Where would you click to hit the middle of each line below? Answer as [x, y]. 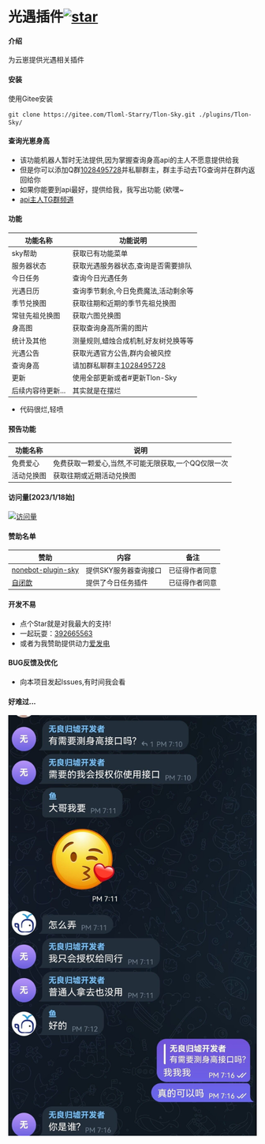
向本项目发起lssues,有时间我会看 [73, 682]
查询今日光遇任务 [100, 278]
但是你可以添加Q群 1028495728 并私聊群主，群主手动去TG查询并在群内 [134, 169]
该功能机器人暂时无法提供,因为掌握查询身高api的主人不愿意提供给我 [129, 160]
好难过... [22, 702]
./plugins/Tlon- [225, 115]
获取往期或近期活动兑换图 [95, 476]
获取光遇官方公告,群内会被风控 [122, 352]
